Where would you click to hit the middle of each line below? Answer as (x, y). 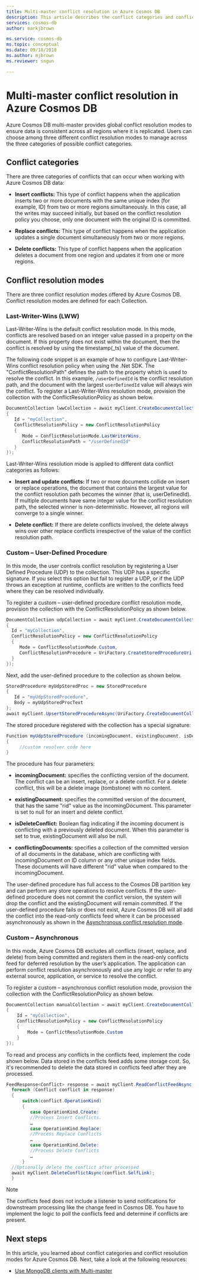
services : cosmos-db (32, 23)
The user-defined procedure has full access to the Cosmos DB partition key (98, 884)
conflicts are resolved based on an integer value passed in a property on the (99, 336)
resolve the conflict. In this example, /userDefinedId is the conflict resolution (99, 378)
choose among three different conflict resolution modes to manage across (97, 137)
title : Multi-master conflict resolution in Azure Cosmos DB (83, 12)
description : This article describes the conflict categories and (90, 17)
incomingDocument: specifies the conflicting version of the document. (102, 775)
